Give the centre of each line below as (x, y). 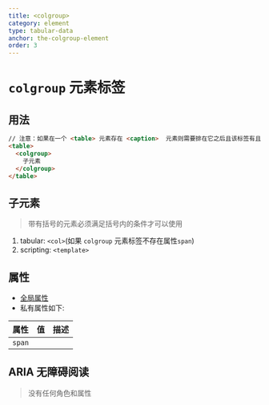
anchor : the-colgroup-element (59, 38)
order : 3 (23, 46)
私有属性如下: (42, 308)
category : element (39, 23)
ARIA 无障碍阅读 (49, 373)
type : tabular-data (41, 30)
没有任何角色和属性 (60, 393)
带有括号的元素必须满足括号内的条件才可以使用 (105, 224)
